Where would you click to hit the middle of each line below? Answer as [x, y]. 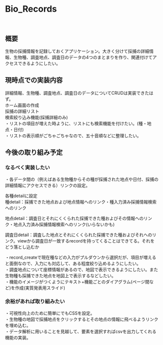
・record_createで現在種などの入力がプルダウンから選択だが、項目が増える [81, 257]
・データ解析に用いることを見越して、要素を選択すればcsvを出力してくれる [81, 331]
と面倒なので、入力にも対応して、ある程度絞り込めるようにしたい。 [73, 263]
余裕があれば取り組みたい [35, 302]
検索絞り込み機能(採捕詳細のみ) [36, 117]
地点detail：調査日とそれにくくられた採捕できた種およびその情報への [74, 218]
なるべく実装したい [27, 168]
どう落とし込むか [22, 247]
